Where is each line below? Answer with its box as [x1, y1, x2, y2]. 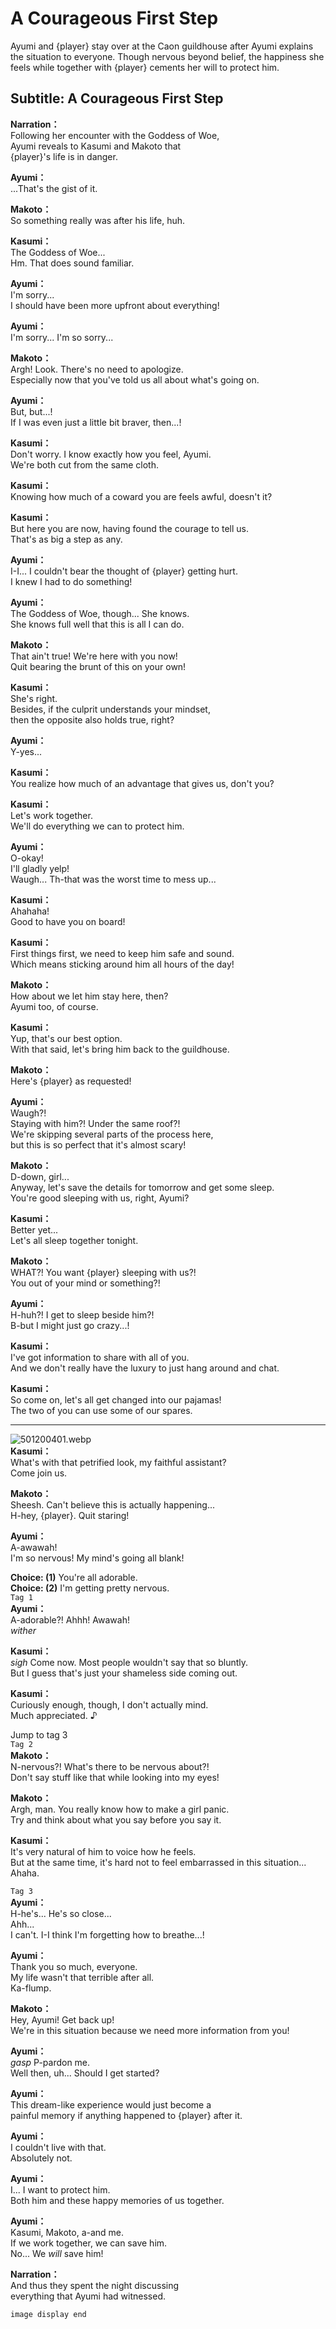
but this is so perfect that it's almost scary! [10, 1138, 187, 1151]
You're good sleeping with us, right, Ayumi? [10, 1192, 190, 1204]
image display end [10, 2309, 87, 2319]
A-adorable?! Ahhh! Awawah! [10, 1613, 130, 1626]
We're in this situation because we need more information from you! [10, 2024, 290, 2036]
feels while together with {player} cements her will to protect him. [10, 61, 280, 73]
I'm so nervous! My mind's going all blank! [10, 1552, 185, 1564]
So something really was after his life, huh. [10, 214, 185, 226]
